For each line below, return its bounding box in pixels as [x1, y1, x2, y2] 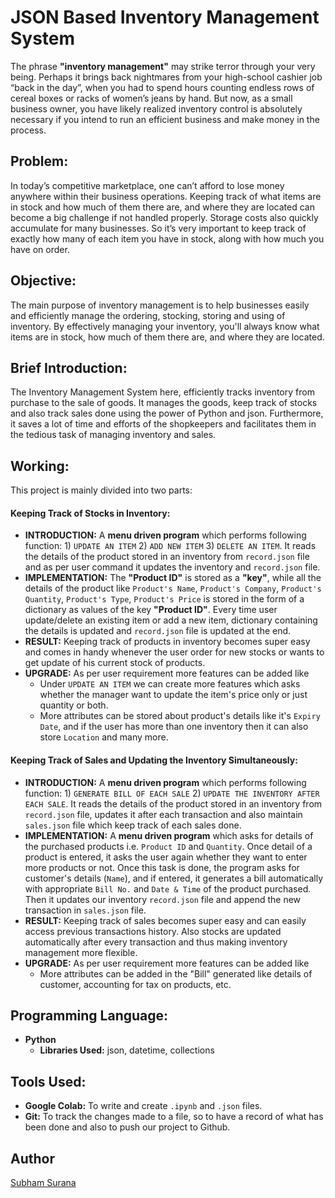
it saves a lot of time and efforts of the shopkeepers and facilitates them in [10, 418, 317, 430]
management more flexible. [24, 946, 138, 958]
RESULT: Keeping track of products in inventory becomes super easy [24, 636, 311, 648]
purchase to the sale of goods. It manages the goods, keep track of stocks [10, 397, 318, 409]
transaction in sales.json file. [24, 904, 147, 916]
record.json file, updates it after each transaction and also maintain [24, 808, 303, 820]
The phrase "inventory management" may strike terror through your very [10, 60, 316, 72]
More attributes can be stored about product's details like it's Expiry [39, 710, 321, 722]
